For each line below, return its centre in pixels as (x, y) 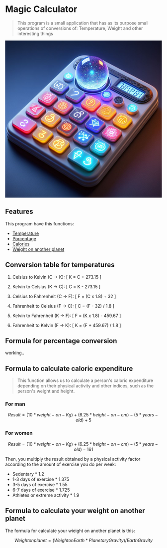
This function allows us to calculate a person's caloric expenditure (85, 380)
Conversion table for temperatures (60, 265)
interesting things (35, 33)
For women (19, 433)
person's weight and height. (46, 391)
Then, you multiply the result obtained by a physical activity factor (73, 459)
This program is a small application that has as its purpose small (83, 23)
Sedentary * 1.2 (28, 474)
